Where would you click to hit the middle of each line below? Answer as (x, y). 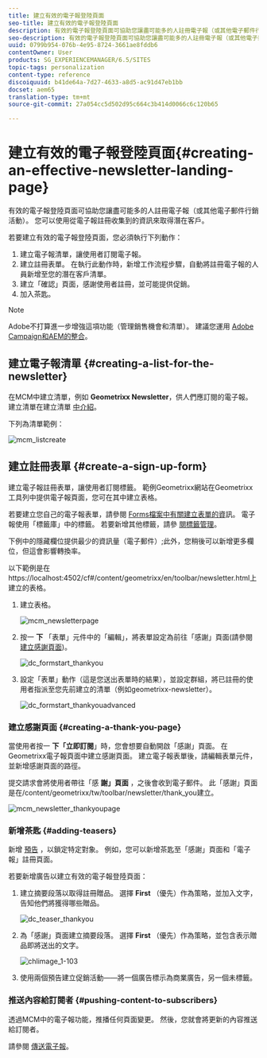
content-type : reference (49, 75)
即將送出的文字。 (55, 945)
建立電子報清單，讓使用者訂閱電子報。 (82, 255)
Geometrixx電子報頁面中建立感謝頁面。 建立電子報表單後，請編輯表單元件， (133, 756)
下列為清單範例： (36, 423)
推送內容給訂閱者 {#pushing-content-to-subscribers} (113, 1001)
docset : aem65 (32, 89)
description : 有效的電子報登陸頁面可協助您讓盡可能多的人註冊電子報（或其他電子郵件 (132, 30)
